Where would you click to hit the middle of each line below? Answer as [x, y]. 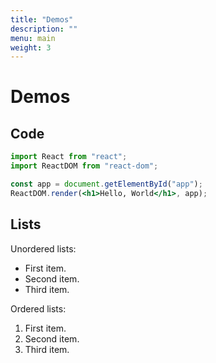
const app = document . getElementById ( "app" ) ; [106, 184]
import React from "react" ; [69, 157]
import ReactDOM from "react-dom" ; [84, 166]
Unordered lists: [43, 248]
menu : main [33, 38]
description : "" [44, 29]
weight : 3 [31, 47]
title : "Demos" [42, 19]
